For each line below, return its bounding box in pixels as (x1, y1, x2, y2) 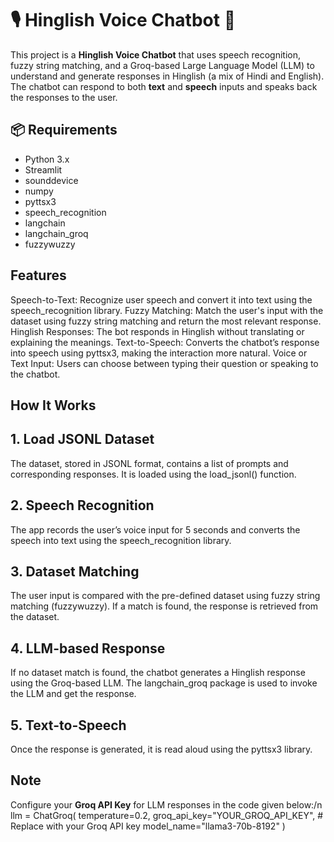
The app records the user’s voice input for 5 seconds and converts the (10, 523, 301, 536)
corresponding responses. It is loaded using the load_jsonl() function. (10, 468, 297, 480)
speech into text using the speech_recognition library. (10, 534, 232, 546)
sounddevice (24, 174, 79, 186)
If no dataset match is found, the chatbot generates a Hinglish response (10, 667, 306, 679)
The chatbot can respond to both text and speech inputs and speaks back (10, 80, 318, 92)
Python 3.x (24, 153, 70, 165)
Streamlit (24, 163, 63, 176)
